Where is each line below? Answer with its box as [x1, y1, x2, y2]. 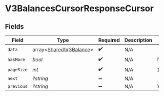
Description [124, 37, 152, 43]
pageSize [7, 67, 28, 72]
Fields [5, 22, 24, 31]
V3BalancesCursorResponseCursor [5, 3, 154, 14]
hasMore [7, 57, 25, 62]
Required [98, 37, 120, 43]
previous [7, 84, 28, 89]
